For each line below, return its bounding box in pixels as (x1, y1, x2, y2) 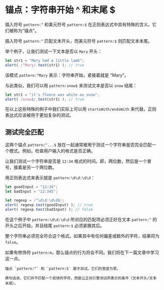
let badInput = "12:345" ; (5, 189, 58, 194)
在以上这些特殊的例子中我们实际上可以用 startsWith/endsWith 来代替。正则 (5, 106, 157, 112)
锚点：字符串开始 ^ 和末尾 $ (5, 4, 116, 16)
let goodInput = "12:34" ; (5, 185, 58, 189)
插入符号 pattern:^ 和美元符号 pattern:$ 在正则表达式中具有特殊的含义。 (5, 21, 153, 27)
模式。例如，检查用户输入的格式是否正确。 (9, 148, 95, 154)
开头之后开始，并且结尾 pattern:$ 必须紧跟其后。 (5, 223, 105, 228)
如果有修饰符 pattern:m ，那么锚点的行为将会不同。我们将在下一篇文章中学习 (5, 249, 159, 255)
